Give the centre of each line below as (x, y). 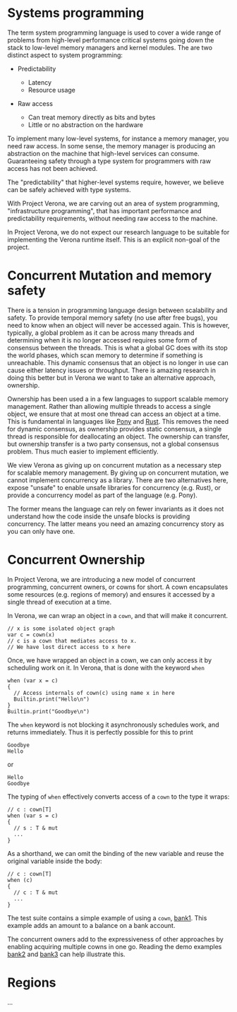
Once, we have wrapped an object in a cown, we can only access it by (110, 660)
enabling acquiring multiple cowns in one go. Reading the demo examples (115, 946)
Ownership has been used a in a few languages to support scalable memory (118, 399)
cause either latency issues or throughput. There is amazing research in (112, 370)
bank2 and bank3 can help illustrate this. (66, 954)
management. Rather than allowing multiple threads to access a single (109, 406)
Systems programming (76, 13)
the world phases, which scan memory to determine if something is (105, 355)
